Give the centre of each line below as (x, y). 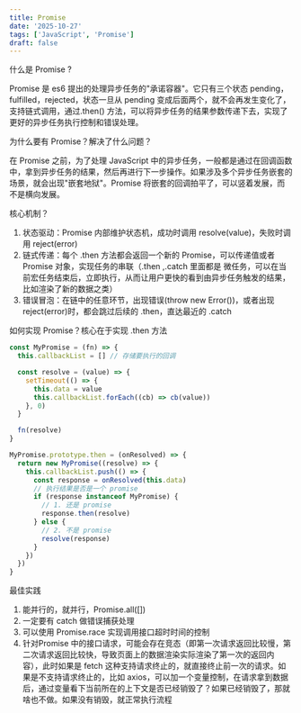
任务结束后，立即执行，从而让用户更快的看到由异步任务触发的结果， (164, 278)
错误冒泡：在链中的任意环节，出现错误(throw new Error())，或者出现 (148, 300)
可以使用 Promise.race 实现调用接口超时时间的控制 (116, 632)
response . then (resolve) (86, 514)
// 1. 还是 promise (77, 505)
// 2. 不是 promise (77, 530)
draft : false (34, 43)
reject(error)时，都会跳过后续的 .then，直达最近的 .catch (127, 311)
